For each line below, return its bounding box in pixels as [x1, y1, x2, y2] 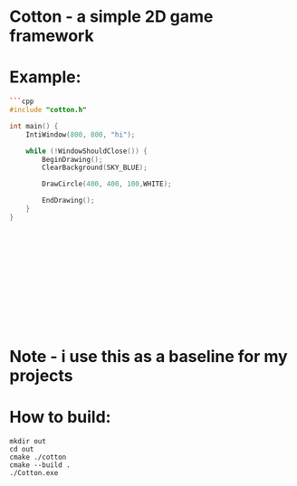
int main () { [9, 121, 59, 130]
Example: [9, 67, 81, 88]
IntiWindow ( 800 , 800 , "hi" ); [25, 129, 136, 139]
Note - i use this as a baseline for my [9, 346, 288, 367]
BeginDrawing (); [42, 155, 103, 164]
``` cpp [9, 97, 34, 106]
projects [9, 365, 74, 386]
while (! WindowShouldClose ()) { [25, 147, 148, 156]
